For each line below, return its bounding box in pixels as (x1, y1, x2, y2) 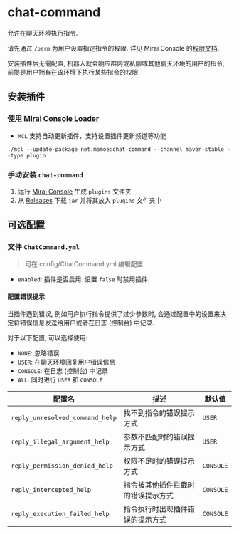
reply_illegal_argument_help (11, 437, 110, 446)
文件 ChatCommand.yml (7, 242, 80, 252)
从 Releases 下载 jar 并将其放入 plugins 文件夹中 (17, 196, 162, 204)
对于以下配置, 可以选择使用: (7, 333, 88, 342)
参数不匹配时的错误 (123, 431, 188, 441)
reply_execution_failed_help (11, 510, 110, 518)
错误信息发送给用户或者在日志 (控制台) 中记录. (19, 318, 155, 327)
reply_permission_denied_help (11, 461, 114, 470)
